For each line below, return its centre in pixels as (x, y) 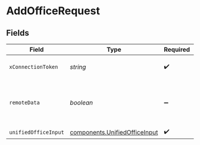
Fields (18, 33)
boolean (82, 103)
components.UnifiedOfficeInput (114, 132)
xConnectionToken (34, 67)
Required (177, 50)
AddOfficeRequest (53, 11)
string (78, 67)
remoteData (24, 103)
